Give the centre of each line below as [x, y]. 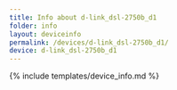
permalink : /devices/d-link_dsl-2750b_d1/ [89, 42]
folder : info [33, 26]
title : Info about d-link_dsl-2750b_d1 [83, 17]
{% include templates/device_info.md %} [84, 76]
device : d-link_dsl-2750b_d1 [63, 51]
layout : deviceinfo [45, 34]
